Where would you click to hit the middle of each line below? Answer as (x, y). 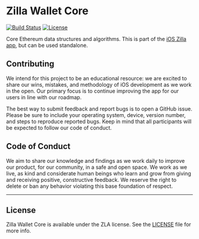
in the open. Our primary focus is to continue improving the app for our (93, 91)
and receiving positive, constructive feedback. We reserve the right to (91, 180)
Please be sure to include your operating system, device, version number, (96, 115)
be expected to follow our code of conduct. (59, 128)
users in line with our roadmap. (44, 97)
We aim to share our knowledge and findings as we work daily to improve (96, 161)
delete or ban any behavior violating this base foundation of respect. (89, 186)
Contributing (30, 64)
